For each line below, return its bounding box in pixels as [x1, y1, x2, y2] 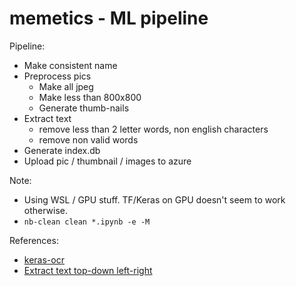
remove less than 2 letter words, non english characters [38, 123, 269, 135]
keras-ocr [23, 253, 65, 266]
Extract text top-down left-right [23, 264, 153, 276]
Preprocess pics [23, 70, 92, 82]
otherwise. [23, 204, 69, 216]
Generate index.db [23, 144, 101, 156]
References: [9, 234, 59, 246]
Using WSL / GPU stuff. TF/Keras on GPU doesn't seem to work [23, 193, 286, 206]
